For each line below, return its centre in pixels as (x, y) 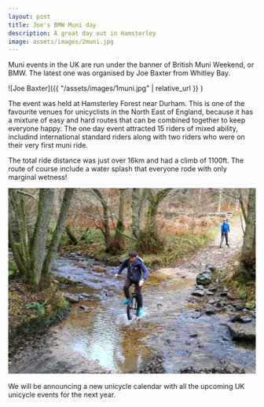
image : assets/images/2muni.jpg (61, 42)
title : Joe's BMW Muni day (52, 25)
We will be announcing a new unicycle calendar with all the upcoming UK (126, 387)
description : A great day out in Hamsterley (82, 33)
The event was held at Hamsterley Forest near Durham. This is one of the (126, 104)
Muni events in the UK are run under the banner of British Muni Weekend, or (131, 65)
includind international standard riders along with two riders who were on (126, 137)
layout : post (29, 16)
